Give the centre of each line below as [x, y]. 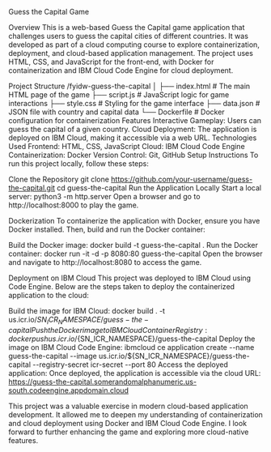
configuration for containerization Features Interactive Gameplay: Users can [135, 120]
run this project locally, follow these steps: [79, 164]
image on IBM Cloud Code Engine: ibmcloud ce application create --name [131, 347]
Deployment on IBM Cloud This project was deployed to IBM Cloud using [130, 278]
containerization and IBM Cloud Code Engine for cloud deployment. [121, 70]
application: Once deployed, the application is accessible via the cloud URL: [135, 373]
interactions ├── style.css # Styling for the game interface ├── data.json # [134, 103]
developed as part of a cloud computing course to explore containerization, [134, 45]
